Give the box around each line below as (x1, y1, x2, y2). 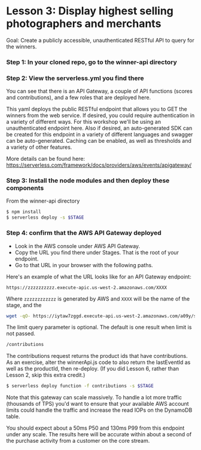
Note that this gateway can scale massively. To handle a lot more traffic (6, 394, 182, 401)
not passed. (6, 330, 36, 337)
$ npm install (6, 209, 42, 215)
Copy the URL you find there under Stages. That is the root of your (14, 249, 179, 256)
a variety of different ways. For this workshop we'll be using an (6, 118, 162, 125)
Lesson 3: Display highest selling (6, 4, 173, 18)
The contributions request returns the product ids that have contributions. (6, 353, 188, 360)
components (6, 184, 44, 192)
